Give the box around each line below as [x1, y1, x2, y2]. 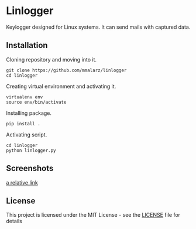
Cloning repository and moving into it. [6, 56, 97, 63]
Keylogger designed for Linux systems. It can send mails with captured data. [6, 23, 191, 30]
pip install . [6, 121, 41, 127]
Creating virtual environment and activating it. [6, 83, 116, 90]
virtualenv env [6, 94, 43, 100]
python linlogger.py [6, 148, 57, 153]
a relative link [6, 179, 38, 186]
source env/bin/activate [6, 99, 67, 105]
